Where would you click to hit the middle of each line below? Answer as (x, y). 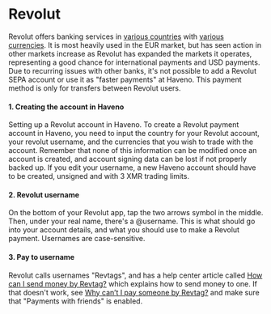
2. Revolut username (44, 194)
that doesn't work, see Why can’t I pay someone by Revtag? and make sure (134, 292)
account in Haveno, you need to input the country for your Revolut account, (134, 134)
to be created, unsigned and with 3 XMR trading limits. (99, 176)
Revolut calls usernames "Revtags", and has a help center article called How (135, 275)
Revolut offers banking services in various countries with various (116, 36)
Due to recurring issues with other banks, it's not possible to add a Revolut (133, 70)
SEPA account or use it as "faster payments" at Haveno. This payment (125, 79)
